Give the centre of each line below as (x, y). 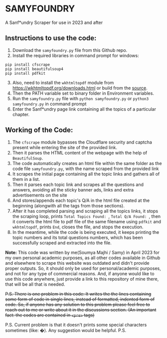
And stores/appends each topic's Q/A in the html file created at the (81, 200)
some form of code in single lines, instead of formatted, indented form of (80, 299)
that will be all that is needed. (35, 284)
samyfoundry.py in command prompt (49, 104)
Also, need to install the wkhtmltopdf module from (63, 82)
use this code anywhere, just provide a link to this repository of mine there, (82, 279)
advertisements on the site (40, 195)
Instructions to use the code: (51, 38)
